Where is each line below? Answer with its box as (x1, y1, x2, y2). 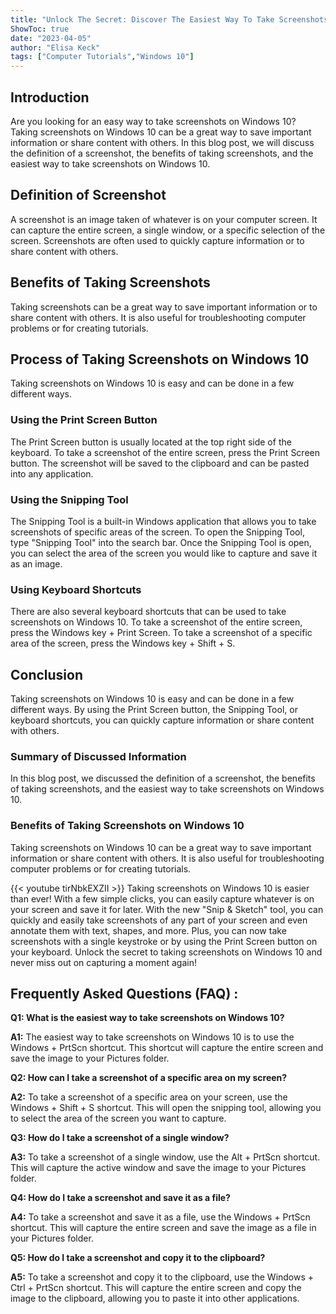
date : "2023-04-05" (10, 33, 92, 43)
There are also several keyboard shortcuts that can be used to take (10, 606, 287, 618)
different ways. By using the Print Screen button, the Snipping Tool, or (10, 704, 298, 716)
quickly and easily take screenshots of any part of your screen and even (10, 914, 308, 926)
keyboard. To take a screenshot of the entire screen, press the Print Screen (10, 446, 320, 458)
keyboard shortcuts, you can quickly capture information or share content (10, 714, 315, 726)
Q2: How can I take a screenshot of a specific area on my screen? (10, 1072, 288, 1084)
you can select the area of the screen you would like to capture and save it (10, 547, 318, 559)
